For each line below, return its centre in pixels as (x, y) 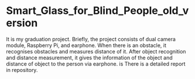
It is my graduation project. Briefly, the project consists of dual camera (91, 39)
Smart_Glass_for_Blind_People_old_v (97, 11)
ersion (22, 23)
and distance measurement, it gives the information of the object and (89, 58)
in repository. (22, 70)
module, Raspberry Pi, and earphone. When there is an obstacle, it (86, 45)
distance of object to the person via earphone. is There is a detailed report (96, 64)
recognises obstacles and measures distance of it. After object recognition (96, 51)
